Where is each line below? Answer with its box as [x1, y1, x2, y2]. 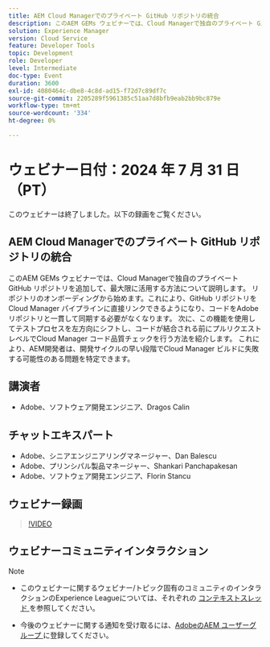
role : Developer [8, 57, 63, 65]
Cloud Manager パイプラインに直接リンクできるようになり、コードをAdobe [8, 303, 259, 313]
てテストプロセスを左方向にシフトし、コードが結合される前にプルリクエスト [8, 323, 262, 333]
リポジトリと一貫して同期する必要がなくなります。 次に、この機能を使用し [8, 313, 256, 323]
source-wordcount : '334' [8, 110, 92, 118]
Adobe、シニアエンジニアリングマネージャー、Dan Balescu [19, 451, 217, 461]
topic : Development [8, 49, 74, 57]
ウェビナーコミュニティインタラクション [8, 545, 209, 558]
